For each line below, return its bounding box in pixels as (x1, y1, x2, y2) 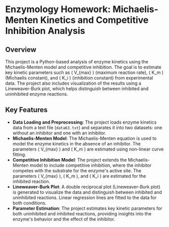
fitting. (12, 151, 26, 158)
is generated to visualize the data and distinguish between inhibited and (12, 189, 162, 195)
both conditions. (12, 200, 47, 206)
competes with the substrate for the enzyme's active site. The (12, 167, 142, 173)
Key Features (5, 105, 48, 115)
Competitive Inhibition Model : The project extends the (12, 157, 127, 163)
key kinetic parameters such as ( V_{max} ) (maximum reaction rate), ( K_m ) (5, 69, 164, 75)
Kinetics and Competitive (40, 14, 149, 26)
